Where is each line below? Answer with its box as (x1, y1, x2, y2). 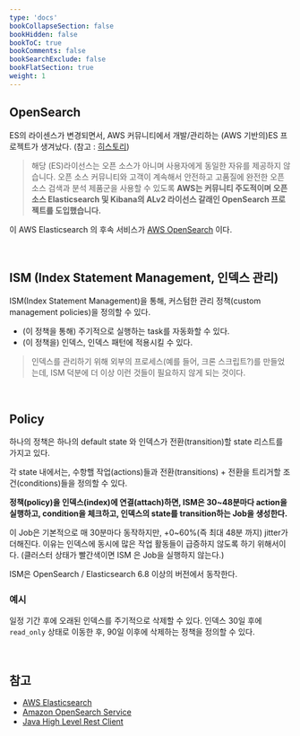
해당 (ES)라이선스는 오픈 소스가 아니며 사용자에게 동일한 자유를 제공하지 (30, 160, 282, 171)
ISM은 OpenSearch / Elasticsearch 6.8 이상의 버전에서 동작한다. (9, 569, 238, 580)
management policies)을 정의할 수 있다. (9, 307, 151, 318)
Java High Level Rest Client (21, 716, 124, 727)
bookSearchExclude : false (9, 55, 106, 64)
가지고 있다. (9, 448, 51, 459)
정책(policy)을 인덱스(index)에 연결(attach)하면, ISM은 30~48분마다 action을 (9, 497, 288, 508)
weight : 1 (9, 72, 47, 81)
